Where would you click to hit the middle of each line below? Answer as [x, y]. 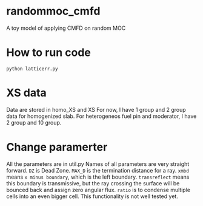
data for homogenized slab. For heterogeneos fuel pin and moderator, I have [101, 116]
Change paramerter [57, 147]
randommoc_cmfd [53, 11]
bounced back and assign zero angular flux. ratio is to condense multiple [98, 190]
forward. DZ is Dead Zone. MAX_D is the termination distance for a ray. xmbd [98, 170]
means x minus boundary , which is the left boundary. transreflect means [98, 177]
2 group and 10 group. [34, 122]
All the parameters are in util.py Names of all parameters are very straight [98, 164]
